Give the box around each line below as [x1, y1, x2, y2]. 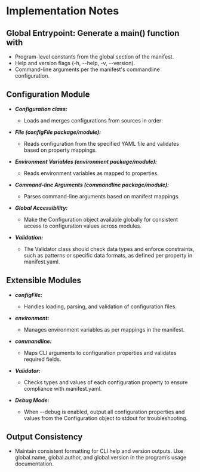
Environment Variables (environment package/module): [14, 158, 157, 165]
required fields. [23, 355, 61, 363]
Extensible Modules [6, 275, 82, 286]
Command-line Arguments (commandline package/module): [14, 181, 170, 188]
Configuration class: [14, 105, 67, 112]
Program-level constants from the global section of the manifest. [14, 53, 174, 60]
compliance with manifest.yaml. [23, 385, 102, 392]
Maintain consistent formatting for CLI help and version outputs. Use [14, 448, 183, 455]
